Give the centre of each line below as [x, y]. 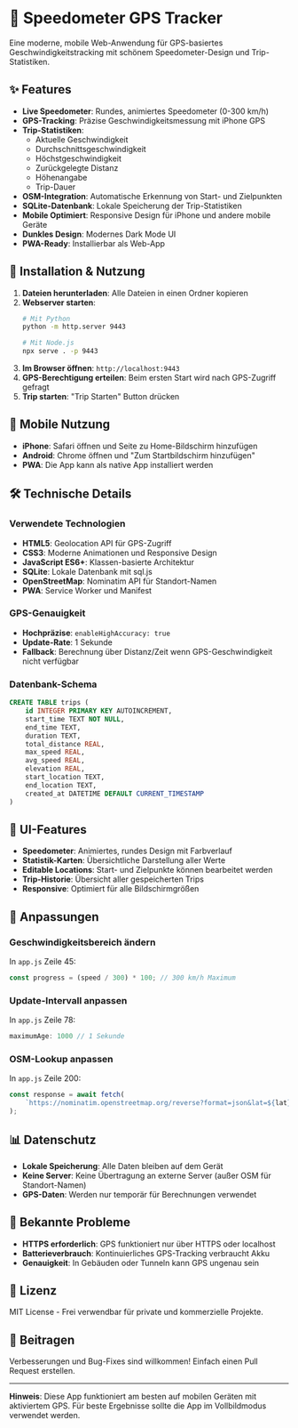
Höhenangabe [61, 177]
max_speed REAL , [55, 752]
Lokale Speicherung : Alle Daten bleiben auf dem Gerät [122, 1166]
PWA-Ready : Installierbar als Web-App [94, 243]
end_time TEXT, [53, 727]
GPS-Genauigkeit [47, 613]
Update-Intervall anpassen [68, 1000]
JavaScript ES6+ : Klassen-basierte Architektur [108, 562]
